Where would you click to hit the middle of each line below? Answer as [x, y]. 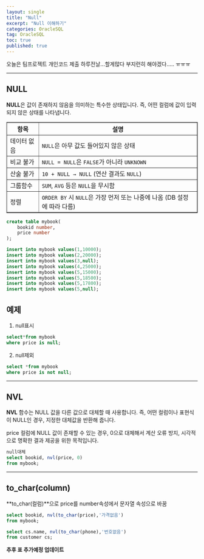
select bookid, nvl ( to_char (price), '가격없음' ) [65, 515]
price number [34, 233]
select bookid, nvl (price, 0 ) [45, 458]
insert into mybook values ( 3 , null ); [53, 261]
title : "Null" [24, 18]
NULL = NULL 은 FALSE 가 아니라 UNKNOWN [94, 162]
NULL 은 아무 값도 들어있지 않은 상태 [88, 146]
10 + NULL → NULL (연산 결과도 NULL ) [92, 174]
